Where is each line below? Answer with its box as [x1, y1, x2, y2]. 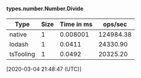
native [9, 30, 27, 39]
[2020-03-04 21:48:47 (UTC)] [6, 65, 82, 73]
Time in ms [60, 20, 93, 28]
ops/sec [103, 20, 128, 28]
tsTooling [9, 50, 35, 59]
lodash [9, 40, 29, 48]
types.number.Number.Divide [6, 5, 84, 12]
